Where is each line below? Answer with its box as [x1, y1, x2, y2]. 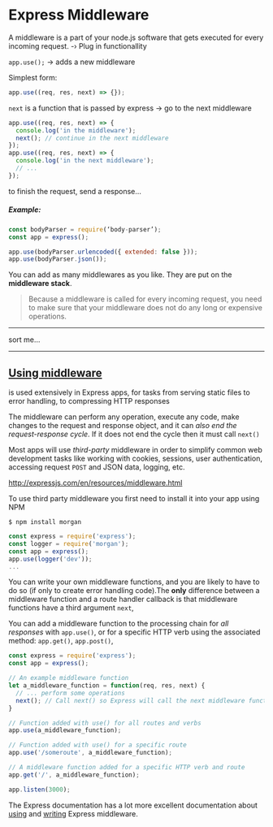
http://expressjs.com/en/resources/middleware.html [8, 478, 183, 488]
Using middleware [8, 366, 102, 379]
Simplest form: [8, 72, 58, 82]
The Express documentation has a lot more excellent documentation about [8, 800, 258, 810]
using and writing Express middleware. [8, 808, 138, 818]
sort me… [8, 335, 41, 344]
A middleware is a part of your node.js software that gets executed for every [8, 32, 264, 42]
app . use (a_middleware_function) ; [8, 726, 122, 734]
